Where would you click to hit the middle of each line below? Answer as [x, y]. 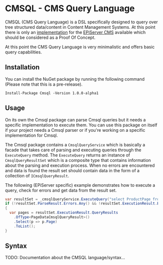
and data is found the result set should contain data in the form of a [72, 170]
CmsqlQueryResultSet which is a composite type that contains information [78, 160]
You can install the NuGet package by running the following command [75, 79]
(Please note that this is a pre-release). [44, 84]
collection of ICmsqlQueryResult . [37, 176]
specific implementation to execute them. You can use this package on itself [81, 125]
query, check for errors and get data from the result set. [61, 190]
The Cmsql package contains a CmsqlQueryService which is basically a [75, 144]
